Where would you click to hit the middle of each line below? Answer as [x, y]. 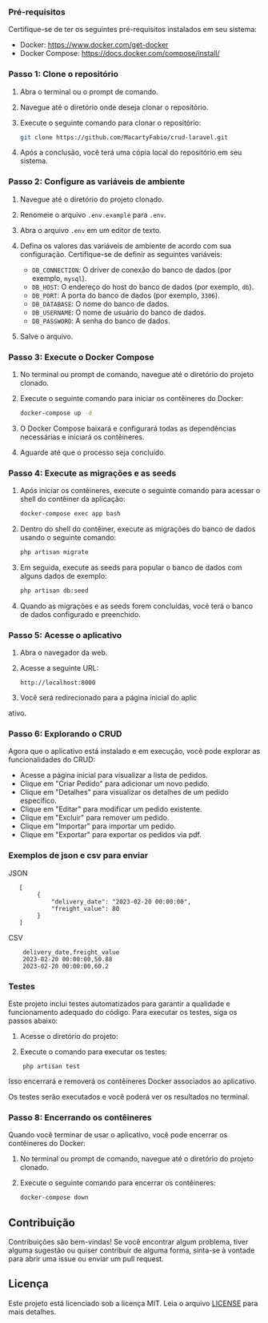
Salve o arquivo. [46, 336]
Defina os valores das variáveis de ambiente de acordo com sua [126, 246]
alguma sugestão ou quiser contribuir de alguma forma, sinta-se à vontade [132, 1250]
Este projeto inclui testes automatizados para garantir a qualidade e [119, 1004]
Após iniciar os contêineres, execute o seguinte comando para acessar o [140, 491]
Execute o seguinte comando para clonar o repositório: [110, 122]
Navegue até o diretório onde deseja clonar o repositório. [114, 107]
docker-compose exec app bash [70, 514]
